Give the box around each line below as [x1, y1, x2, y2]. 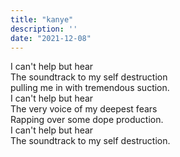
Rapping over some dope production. [10, 114, 164, 126]
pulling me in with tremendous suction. [10, 82, 170, 94]
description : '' [10, 24, 78, 34]
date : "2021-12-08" [10, 33, 92, 43]
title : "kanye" [10, 14, 74, 25]
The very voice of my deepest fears [10, 103, 158, 115]
